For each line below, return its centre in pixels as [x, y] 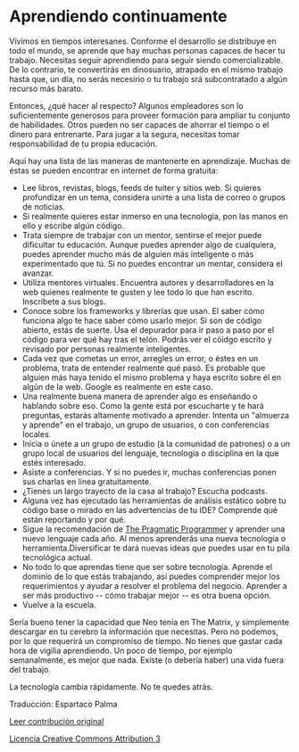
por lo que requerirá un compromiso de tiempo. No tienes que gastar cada [146, 640]
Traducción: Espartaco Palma [63, 704]
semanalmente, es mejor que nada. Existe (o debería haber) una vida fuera [146, 660]
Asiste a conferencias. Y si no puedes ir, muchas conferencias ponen [149, 472]
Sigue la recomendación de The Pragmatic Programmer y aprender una [154, 529]
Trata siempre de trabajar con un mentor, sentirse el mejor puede [142, 235]
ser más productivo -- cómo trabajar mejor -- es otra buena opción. [147, 595]
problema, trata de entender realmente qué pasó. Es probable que [144, 368]
